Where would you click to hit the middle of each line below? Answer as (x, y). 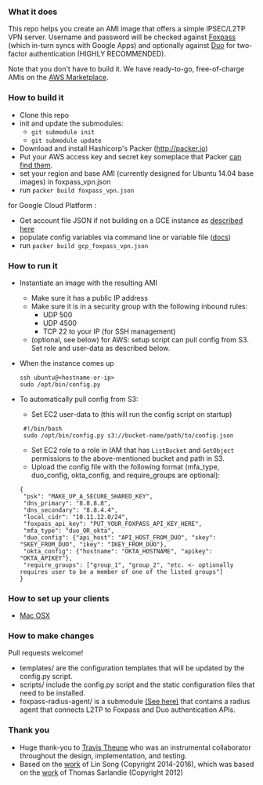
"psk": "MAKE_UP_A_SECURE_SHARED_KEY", (88, 496)
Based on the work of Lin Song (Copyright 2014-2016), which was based (137, 764)
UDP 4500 (59, 323)
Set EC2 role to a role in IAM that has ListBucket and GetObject (133, 450)
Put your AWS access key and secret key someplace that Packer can (130, 156)
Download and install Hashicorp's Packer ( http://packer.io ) (114, 148)
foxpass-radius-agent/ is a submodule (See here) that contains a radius (135, 702)
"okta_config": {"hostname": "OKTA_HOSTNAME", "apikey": (118, 551)
